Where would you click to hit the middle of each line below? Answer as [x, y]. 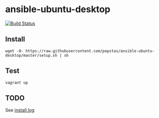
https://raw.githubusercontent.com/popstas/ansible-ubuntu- [90, 51]
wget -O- [14, 51]
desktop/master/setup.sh [31, 55]
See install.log [20, 110]
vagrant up [17, 83]
